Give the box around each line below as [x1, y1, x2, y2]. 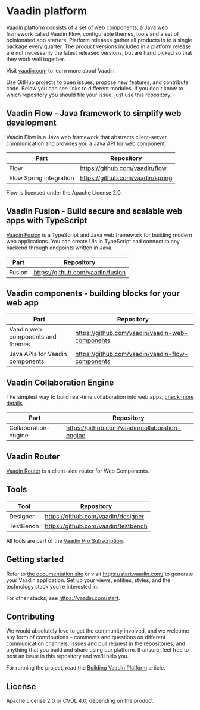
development [6, 118, 57, 128]
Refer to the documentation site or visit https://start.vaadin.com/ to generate [6, 570, 193, 577]
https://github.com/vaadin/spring [80, 174, 173, 182]
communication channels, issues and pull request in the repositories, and [6, 640, 186, 647]
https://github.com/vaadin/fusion [33, 268, 126, 276]
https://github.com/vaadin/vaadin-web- [75, 329, 189, 337]
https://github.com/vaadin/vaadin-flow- [75, 350, 189, 358]
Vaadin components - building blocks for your [6, 288, 180, 298]
